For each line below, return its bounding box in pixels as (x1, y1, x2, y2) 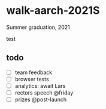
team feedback (14, 69, 53, 76)
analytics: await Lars (14, 82, 66, 89)
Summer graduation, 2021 (6, 23, 70, 31)
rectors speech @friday (14, 89, 74, 96)
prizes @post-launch (14, 96, 67, 103)
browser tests (14, 75, 49, 83)
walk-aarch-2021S (6, 4, 100, 17)
